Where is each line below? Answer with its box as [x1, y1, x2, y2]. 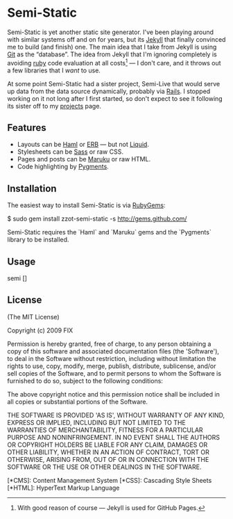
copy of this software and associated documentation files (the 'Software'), [7, 346, 220, 356]
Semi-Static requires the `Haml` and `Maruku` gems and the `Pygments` [7, 228, 212, 237]
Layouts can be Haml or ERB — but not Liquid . [17, 141, 149, 149]
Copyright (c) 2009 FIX [7, 326, 74, 335]
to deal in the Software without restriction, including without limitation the [7, 354, 216, 362]
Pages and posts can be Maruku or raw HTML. [17, 155, 151, 163]
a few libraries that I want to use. [7, 66, 101, 74]
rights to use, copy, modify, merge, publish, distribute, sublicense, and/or [7, 362, 216, 370]
